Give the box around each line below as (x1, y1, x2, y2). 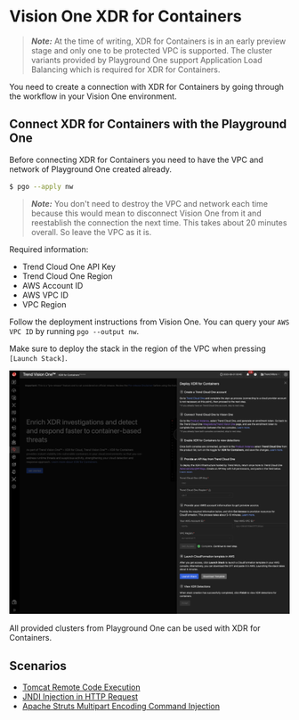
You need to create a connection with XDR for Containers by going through (9, 81, 285, 92)
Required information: (9, 243, 89, 255)
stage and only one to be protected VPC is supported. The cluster (30, 45, 273, 55)
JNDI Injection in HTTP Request (21, 691, 139, 701)
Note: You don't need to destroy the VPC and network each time (30, 198, 269, 209)
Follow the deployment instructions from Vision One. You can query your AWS (9, 316, 290, 327)
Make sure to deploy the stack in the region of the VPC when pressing (9, 343, 267, 354)
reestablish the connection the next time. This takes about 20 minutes (30, 217, 287, 228)
